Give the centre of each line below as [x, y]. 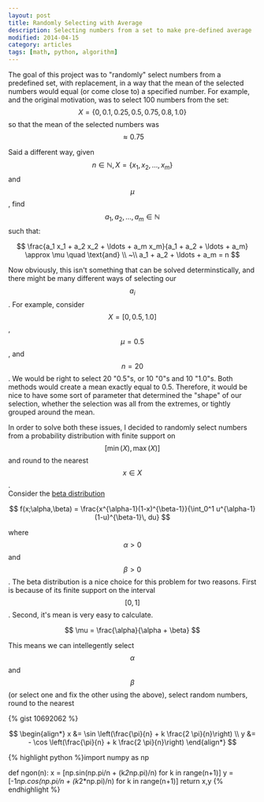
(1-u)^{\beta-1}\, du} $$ [132, 517]
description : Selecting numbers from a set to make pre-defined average [130, 30]
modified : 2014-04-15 [44, 37]
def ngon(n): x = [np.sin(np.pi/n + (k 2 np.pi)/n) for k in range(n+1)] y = [121, 773]
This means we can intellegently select [71, 646]
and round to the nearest [48, 461]
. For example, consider [46, 305]
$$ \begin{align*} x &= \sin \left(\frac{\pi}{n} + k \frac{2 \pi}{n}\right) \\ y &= [132, 734]
